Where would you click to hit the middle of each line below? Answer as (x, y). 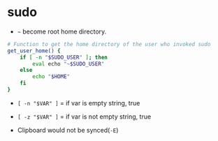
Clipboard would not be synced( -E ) (68, 130)
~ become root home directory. (62, 31)
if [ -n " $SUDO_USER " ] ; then (64, 57)
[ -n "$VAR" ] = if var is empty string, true (79, 103)
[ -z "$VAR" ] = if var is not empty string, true (84, 117)
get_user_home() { (34, 51)
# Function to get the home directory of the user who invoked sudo (109, 44)
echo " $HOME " (51, 77)
